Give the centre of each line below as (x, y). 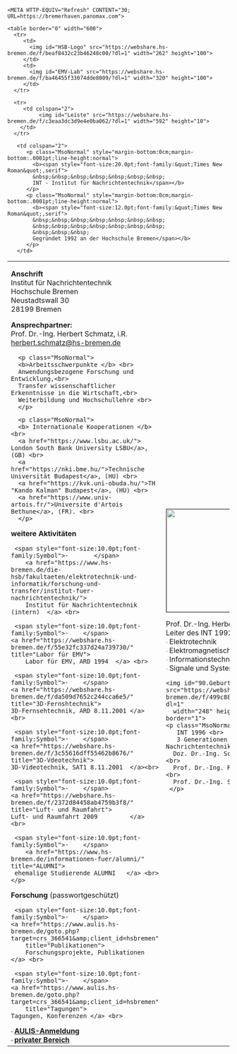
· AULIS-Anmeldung (45, 1031)
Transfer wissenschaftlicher (67, 386)
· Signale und (187, 668)
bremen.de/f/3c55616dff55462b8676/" (72, 753)
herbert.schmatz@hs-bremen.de (66, 343)
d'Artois (109, 504)
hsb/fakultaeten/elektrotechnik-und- (74, 577)
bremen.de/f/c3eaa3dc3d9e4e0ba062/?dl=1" (69, 121)
